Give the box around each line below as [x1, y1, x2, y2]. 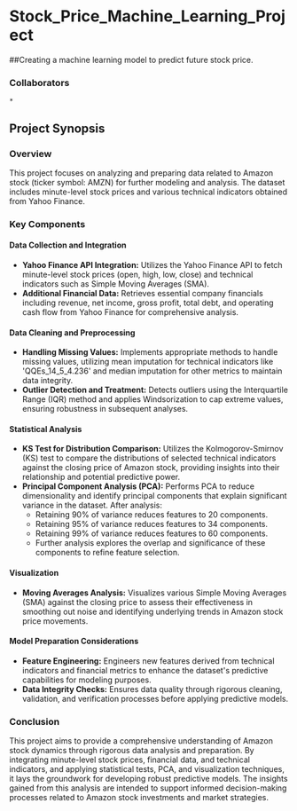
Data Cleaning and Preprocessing [9, 327, 136, 338]
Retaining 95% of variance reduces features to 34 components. [35, 519, 269, 530]
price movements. [21, 615, 89, 626]
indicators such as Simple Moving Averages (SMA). [21, 279, 210, 289]
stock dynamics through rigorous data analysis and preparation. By [9, 745, 254, 756]
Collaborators [9, 76, 70, 89]
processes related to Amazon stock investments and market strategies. [9, 792, 269, 803]
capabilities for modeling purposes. [21, 674, 152, 685]
